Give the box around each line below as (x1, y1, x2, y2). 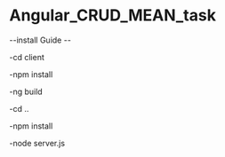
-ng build (9, 86, 43, 97)
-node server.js (9, 137, 65, 148)
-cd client (9, 51, 44, 62)
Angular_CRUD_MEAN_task (9, 5, 216, 26)
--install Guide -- (9, 35, 71, 45)
